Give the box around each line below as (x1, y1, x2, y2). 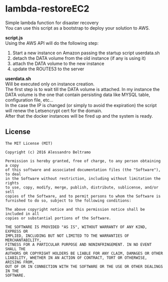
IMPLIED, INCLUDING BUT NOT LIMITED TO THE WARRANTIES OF (5, 233, 129, 238)
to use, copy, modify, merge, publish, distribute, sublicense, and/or (5, 184, 158, 190)
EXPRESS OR (5, 229, 28, 234)
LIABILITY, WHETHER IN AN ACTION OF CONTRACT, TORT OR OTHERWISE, (5, 255, 147, 260)
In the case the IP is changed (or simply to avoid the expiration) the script (5, 102, 157, 108)
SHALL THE (5, 246, 26, 251)
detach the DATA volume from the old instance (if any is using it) (12, 55, 146, 61)
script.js (5, 35, 23, 41)
